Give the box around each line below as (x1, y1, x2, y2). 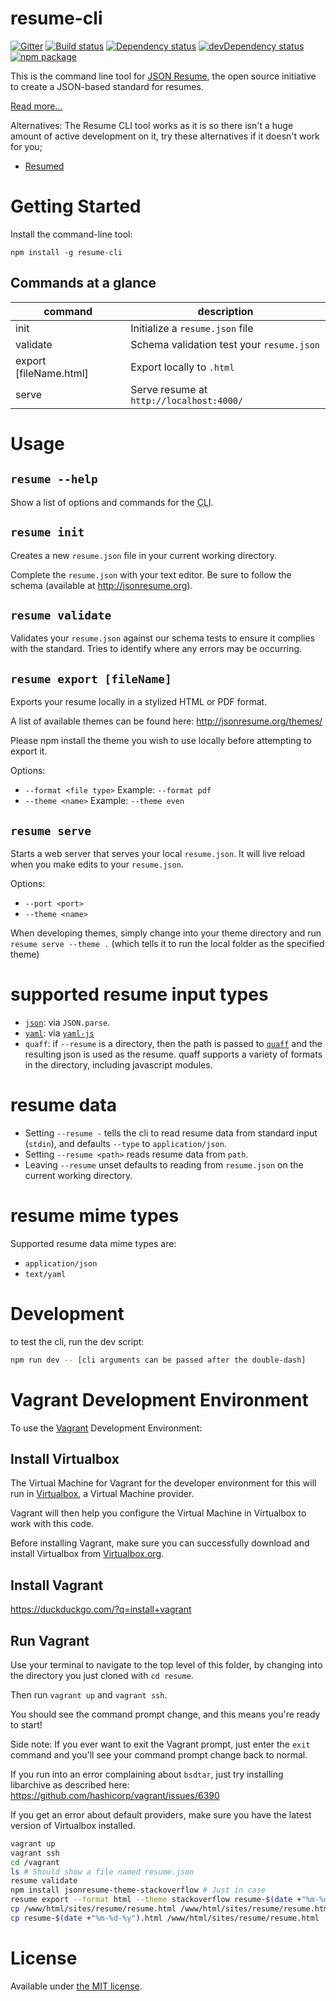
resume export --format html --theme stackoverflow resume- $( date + (10, 1895, 302, 1905)
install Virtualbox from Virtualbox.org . (10, 1548, 165, 1560)
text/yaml (24, 1269, 67, 1279)
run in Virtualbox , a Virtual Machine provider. (10, 1488, 195, 1500)
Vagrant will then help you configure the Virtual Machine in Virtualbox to (10, 1507, 307, 1519)
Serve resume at (130, 382, 208, 396)
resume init (10, 525, 85, 540)
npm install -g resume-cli (10, 247, 123, 257)
